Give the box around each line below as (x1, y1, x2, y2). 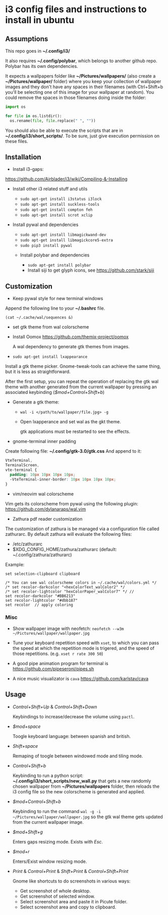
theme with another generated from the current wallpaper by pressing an (5, 384, 157, 390)
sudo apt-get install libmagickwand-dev (20, 232, 106, 238)
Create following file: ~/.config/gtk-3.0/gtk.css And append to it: (5, 448, 142, 454)
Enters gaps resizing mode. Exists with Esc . (12, 838, 103, 845)
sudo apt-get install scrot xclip (20, 213, 93, 218)
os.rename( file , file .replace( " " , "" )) (10, 118, 96, 123)
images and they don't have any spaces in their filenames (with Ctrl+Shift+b (5, 84, 163, 90)
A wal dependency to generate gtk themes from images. (12, 344, 130, 350)
